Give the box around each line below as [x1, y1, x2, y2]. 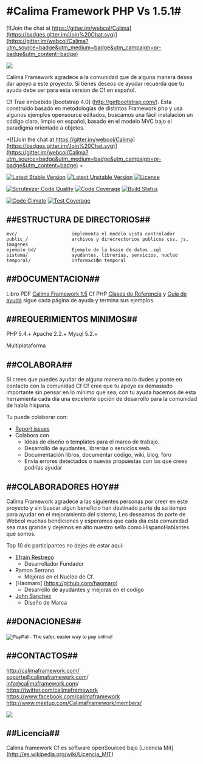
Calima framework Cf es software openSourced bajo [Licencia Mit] [6, 744, 174, 752]
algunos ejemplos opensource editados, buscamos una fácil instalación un [6, 111, 193, 118]
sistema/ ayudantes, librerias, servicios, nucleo [6, 252, 178, 258]
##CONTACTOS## [6, 651, 78, 661]
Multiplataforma [6, 342, 46, 349]
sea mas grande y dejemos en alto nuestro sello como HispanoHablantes [6, 524, 190, 530]
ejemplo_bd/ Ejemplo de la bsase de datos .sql [6, 246, 162, 253]
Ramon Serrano [15, 567, 55, 574]
